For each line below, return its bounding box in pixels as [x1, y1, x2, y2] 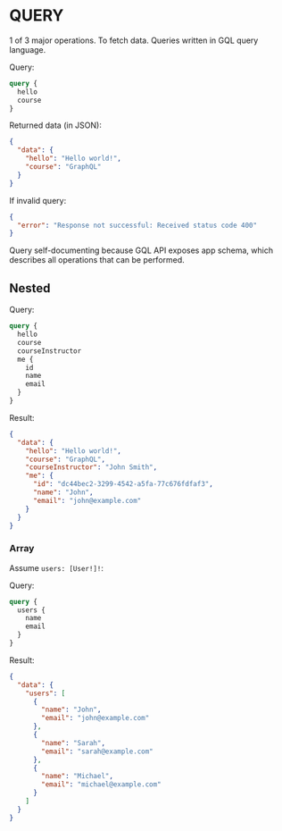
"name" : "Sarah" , [41, 738, 105, 747]
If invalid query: [9, 195, 67, 206]
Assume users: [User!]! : [9, 562, 104, 573]
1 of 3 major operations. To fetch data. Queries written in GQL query [9, 35, 259, 46]
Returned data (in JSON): [9, 120, 103, 130]
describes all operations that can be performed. [9, 255, 185, 265]
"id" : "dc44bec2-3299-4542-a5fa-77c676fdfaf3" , [32, 480, 214, 489]
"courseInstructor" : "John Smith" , [25, 463, 158, 472]
